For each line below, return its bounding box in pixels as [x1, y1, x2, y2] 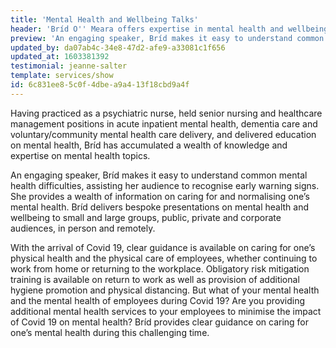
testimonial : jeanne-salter [10, 61, 128, 71]
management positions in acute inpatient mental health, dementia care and [10, 117, 318, 130]
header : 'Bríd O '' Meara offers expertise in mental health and [10, 24, 284, 34]
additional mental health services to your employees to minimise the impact [10, 305, 322, 317]
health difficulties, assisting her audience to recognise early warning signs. [10, 179, 320, 191]
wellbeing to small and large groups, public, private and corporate [10, 211, 282, 223]
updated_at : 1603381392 [10, 52, 110, 62]
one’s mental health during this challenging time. [10, 326, 210, 338]
